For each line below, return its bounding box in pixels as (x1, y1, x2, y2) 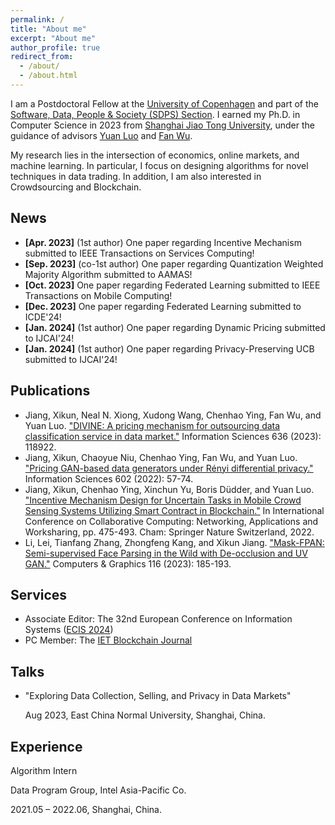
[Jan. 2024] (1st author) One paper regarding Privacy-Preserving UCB (24, 342, 315, 355)
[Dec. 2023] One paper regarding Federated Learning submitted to (24, 300, 302, 312)
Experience (10, 738, 83, 755)
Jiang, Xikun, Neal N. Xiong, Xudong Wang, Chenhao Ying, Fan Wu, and (24, 409, 322, 421)
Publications (10, 382, 91, 400)
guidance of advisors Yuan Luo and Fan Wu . (10, 129, 193, 141)
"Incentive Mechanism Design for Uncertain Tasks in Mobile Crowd (24, 494, 302, 506)
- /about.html (19, 71, 78, 81)
